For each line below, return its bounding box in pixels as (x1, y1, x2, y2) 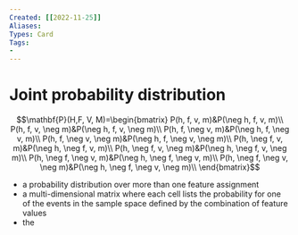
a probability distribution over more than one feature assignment (21, 180, 260, 190)
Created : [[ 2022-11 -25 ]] (9, 13, 102, 22)
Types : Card (9, 29, 54, 38)
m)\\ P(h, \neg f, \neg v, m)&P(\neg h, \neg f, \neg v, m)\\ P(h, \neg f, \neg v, (12, 153, 288, 164)
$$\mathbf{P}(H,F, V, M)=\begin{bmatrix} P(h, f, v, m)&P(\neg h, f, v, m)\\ (16, 114, 284, 125)
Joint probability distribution (9, 85, 226, 105)
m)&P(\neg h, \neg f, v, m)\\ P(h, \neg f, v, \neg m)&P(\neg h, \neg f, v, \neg (12, 143, 287, 154)
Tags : (9, 38, 29, 47)
